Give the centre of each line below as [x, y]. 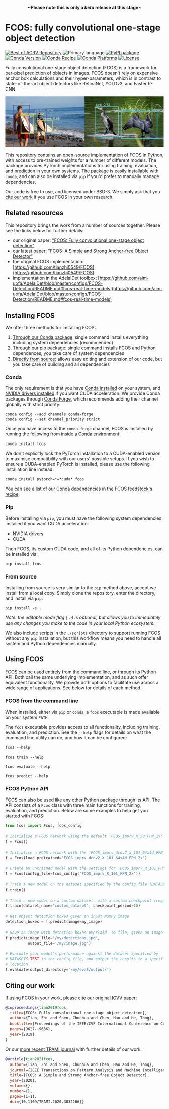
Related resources [34, 213]
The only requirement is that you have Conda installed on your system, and [83, 388]
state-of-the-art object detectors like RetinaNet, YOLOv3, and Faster [76, 83]
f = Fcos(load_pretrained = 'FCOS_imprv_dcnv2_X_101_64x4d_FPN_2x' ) [76, 858]
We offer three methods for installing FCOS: [51, 328]
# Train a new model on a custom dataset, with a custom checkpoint [78, 900]
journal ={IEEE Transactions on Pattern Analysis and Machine [75, 1070]
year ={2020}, [23, 1081]
